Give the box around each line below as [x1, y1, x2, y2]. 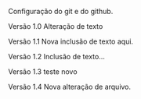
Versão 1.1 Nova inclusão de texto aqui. [8, 37, 134, 46]
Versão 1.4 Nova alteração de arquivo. [8, 82, 132, 91]
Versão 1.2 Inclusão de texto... [8, 52, 106, 61]
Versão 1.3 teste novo [8, 67, 78, 76]
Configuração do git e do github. [8, 7, 114, 16]
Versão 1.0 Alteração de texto [8, 22, 103, 30]
